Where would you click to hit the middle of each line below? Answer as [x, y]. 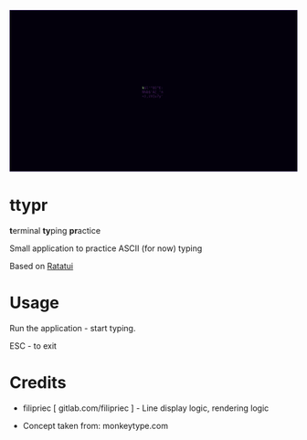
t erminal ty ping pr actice [55, 231]
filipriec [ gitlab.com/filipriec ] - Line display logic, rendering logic [146, 408]
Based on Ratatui [42, 267]
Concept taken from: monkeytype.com [95, 426]
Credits [38, 383]
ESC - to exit [33, 346]
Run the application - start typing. [73, 329]
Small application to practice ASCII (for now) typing [106, 248]
